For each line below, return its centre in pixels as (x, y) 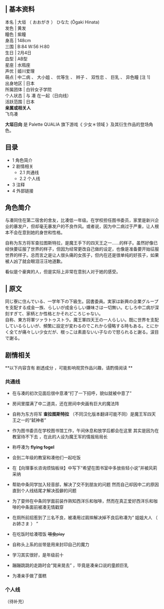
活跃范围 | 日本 (20, 101)
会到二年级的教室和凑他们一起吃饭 (46, 458)
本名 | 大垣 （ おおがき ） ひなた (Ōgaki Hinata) (52, 22)
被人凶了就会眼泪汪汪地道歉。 (35, 261)
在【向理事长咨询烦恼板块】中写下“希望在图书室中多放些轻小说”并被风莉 (85, 468)
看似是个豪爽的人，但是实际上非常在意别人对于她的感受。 (63, 272)
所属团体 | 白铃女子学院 (29, 89)
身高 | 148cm (18, 40)
